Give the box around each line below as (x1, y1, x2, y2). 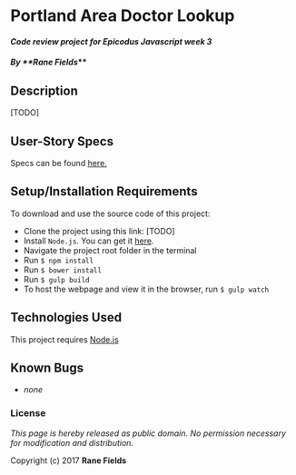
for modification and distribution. (10, 437, 134, 448)
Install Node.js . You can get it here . (23, 235, 154, 246)
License (10, 407, 46, 420)
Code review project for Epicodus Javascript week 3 (10, 35, 212, 46)
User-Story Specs (10, 134, 114, 149)
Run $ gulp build (23, 273, 90, 284)
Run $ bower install (23, 264, 103, 275)
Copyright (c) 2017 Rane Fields (10, 455, 127, 466)
